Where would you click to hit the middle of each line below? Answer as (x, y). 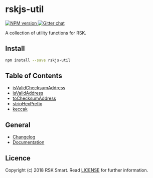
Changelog (24, 137)
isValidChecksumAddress (39, 88)
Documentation (28, 142)
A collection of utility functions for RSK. (46, 33)
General (18, 125)
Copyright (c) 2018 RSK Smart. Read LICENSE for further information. (77, 170)
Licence (18, 158)
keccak (20, 109)
